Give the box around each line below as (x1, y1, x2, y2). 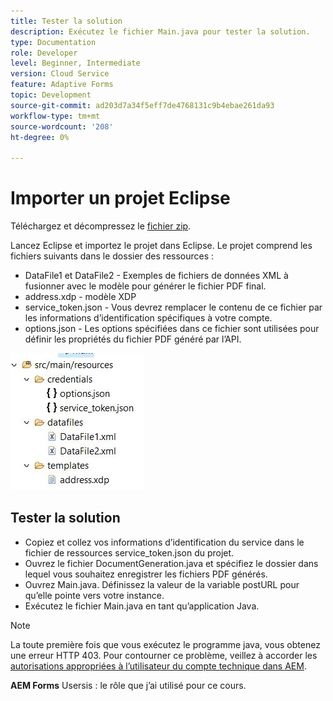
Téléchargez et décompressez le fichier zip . (10, 220, 192, 232)
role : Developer (10, 48, 78, 58)
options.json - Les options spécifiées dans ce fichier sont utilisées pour (24, 323, 320, 335)
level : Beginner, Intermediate (10, 58, 141, 69)
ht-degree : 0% (10, 132, 70, 142)
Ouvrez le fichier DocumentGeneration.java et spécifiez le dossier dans (24, 557, 319, 569)
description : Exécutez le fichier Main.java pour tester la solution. (10, 26, 311, 37)
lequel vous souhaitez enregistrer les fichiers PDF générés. (24, 568, 268, 580)
